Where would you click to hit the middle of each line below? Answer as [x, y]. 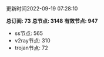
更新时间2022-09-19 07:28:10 [42, 8]
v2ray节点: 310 [33, 40]
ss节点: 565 [28, 33]
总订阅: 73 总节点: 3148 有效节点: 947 [52, 21]
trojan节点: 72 [31, 48]
